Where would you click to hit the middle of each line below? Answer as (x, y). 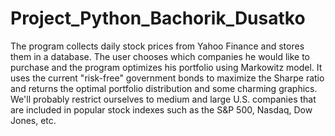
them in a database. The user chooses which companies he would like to (160, 56)
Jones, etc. (33, 120)
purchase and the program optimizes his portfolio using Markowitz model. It (166, 67)
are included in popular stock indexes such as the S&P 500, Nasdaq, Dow (161, 109)
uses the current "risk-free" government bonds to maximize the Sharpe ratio (167, 78)
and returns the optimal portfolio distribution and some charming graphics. (164, 88)
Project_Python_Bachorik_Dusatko (158, 18)
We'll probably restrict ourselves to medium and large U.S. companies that (163, 99)
